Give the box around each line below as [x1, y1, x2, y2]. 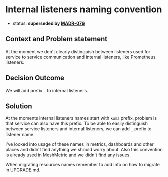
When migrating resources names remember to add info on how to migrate [5, 162, 160, 168]
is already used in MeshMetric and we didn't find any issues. [5, 152, 131, 158]
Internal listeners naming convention [5, 4, 162, 15]
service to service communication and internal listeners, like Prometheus [5, 54, 156, 60]
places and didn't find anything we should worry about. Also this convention [5, 147, 163, 153]
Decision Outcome [5, 74, 64, 82]
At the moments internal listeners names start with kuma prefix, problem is [5, 115, 157, 121]
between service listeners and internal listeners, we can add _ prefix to [5, 126, 152, 132]
